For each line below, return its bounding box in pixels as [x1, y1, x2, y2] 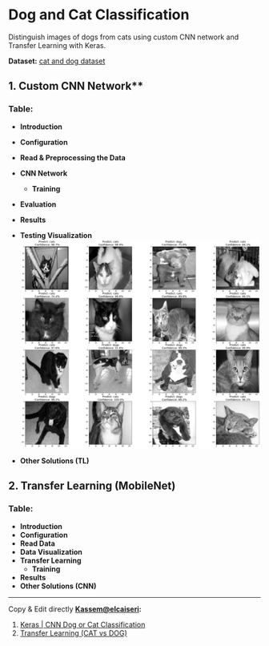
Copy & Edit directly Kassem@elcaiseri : [8, 604, 142, 614]
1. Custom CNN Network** [8, 79, 144, 93]
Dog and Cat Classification [8, 6, 190, 24]
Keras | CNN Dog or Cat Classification [19, 620, 146, 629]
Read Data [19, 539, 56, 548]
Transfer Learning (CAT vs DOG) [19, 628, 128, 638]
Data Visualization [19, 547, 82, 556]
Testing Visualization [19, 230, 92, 240]
